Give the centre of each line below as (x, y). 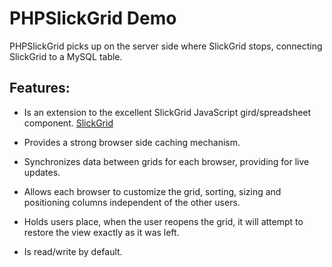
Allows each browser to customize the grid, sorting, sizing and (152, 191)
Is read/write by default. (73, 251)
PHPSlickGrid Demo (93, 18)
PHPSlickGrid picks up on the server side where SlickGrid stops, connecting (166, 46)
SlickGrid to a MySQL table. (66, 56)
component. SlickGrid (68, 123)
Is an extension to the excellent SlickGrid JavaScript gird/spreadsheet (167, 112)
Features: (40, 88)
